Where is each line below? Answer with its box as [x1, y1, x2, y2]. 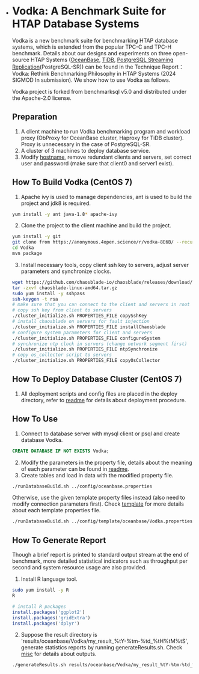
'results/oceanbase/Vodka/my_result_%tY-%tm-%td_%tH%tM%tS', [20, 637, 188, 645]
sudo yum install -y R [11, 587, 69, 593]
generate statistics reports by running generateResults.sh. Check [20, 644, 182, 651]
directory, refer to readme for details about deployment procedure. [20, 396, 186, 403]
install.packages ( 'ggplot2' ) [11, 609, 85, 615]
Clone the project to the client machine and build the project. [20, 222, 171, 229]
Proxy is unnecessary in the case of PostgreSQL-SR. [20, 140, 152, 148]
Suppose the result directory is [20, 631, 97, 639]
